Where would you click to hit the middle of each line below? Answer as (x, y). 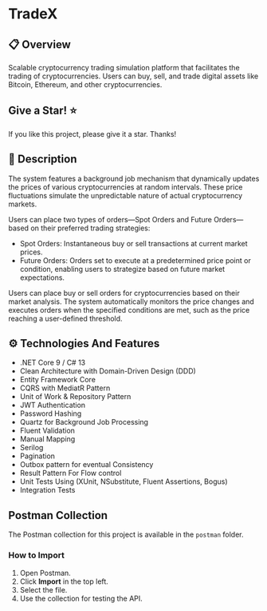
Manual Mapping (47, 439)
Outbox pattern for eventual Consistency (86, 465)
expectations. (42, 278)
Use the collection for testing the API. (81, 598)
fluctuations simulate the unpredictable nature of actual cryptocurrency (126, 195)
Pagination (37, 456)
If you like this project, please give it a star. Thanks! (92, 134)
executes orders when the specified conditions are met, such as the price (129, 309)
